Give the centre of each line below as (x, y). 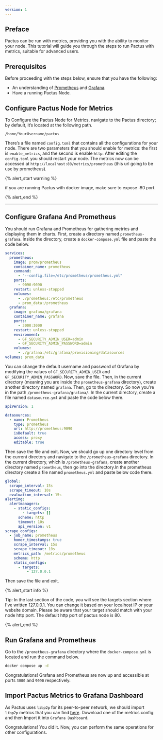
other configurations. (26, 732)
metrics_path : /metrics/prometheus (50, 553)
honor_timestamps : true (38, 540)
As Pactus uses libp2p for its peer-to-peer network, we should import (75, 707)
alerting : (15, 499)
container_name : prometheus (42, 267)
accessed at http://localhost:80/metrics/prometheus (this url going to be (79, 164)
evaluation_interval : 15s (36, 495)
